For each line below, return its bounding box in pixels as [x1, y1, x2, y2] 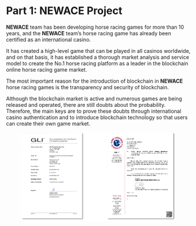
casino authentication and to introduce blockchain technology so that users [6, 113, 188, 121]
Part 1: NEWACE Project [6, 4, 123, 18]
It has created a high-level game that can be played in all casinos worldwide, [6, 47, 191, 54]
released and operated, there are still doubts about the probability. [6, 101, 166, 108]
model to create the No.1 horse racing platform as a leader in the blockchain [6, 60, 188, 67]
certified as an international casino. [6, 36, 91, 43]
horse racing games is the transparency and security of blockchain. [6, 83, 169, 90]
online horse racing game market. [6, 66, 88, 73]
